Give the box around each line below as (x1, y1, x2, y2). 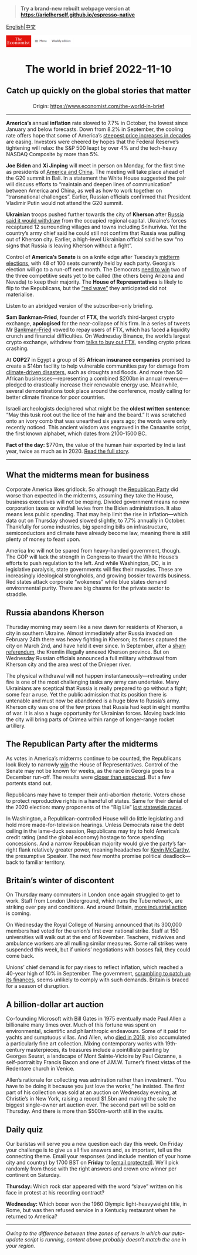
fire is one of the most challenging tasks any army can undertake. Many (6, 678, 179, 685)
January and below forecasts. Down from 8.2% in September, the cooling (6, 126, 184, 133)
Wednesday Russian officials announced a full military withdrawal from (6, 654, 177, 661)
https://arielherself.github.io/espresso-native (20, 11, 135, 18)
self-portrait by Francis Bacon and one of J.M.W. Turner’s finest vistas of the (6, 1059, 191, 1066)
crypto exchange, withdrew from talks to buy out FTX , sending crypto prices (6, 339, 191, 346)
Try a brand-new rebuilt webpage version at (20, 5, 130, 12)
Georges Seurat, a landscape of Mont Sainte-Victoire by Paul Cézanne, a (6, 1052, 182, 1059)
